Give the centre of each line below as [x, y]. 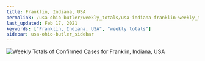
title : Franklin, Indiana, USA [46, 12]
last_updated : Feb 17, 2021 [42, 23]
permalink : [20, 18]
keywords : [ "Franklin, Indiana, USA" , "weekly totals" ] [79, 29]
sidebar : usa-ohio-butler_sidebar [50, 34]
